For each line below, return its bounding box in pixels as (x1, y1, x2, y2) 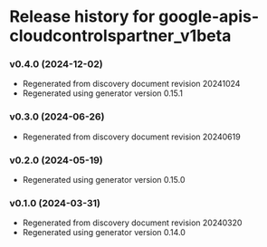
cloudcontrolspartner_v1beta (9, 25, 232, 46)
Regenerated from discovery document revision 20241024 (22, 79, 241, 90)
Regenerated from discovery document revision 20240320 (22, 217, 243, 228)
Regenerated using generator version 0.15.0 (22, 175, 186, 185)
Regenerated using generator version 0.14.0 (22, 227, 186, 238)
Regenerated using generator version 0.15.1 (22, 88, 184, 99)
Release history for (9, 6, 156, 27)
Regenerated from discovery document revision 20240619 (22, 131, 242, 142)
